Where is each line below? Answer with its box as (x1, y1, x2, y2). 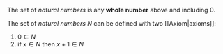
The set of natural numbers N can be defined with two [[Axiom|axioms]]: (7, 19, 216, 27)
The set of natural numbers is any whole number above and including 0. (7, 6, 216, 14)
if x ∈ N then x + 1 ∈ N (17, 40, 84, 48)
